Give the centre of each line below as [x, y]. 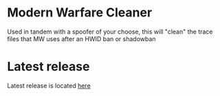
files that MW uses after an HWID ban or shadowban [81, 38]
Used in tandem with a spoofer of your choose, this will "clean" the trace [110, 32]
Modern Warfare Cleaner [80, 13]
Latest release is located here [49, 85]
